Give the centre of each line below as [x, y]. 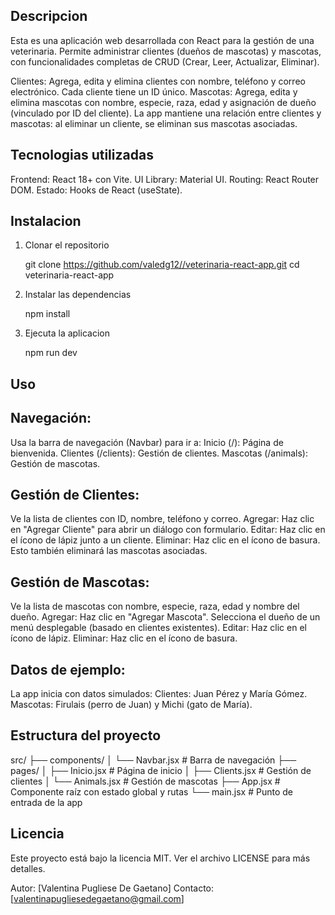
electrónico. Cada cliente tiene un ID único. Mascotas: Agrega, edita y [154, 91]
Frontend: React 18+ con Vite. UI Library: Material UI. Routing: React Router [165, 179]
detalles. [28, 868]
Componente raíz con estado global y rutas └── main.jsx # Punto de [151, 791]
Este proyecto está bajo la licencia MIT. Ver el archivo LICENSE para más [160, 858]
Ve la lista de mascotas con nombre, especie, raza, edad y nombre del [155, 606]
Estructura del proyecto [86, 735]
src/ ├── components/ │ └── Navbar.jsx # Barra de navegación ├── [153, 760]
